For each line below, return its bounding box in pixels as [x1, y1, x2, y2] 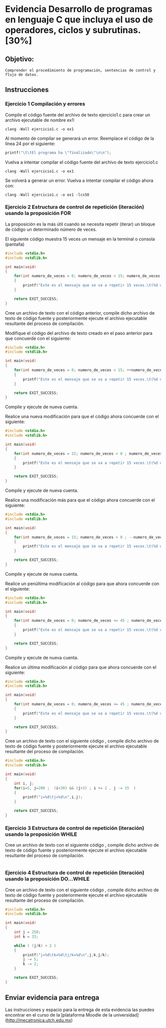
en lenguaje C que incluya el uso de [5, 14, 153, 25]
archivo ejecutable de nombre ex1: [5, 117, 75, 123]
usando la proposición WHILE [5, 831, 78, 838]
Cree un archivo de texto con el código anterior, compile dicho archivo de [5, 310, 155, 316]
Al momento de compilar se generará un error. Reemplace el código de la [5, 135, 154, 141]
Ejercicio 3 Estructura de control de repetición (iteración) [5, 824, 144, 831]
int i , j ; [14, 781, 35, 786]
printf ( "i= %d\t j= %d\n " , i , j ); [23, 795, 83, 800]
